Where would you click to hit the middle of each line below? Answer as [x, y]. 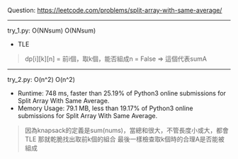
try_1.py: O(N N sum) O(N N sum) [52, 30]
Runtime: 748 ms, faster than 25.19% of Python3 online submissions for [122, 93]
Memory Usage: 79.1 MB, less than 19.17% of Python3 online [105, 108]
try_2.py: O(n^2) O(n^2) [41, 79]
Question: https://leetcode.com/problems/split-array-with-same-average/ [115, 10]
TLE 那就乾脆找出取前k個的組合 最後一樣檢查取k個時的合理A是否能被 [125, 139]
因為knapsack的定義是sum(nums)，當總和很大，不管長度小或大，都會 [126, 130]
